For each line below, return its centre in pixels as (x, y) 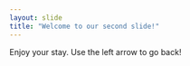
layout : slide (36, 18)
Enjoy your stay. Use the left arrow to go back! (95, 52)
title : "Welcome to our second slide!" (85, 26)
